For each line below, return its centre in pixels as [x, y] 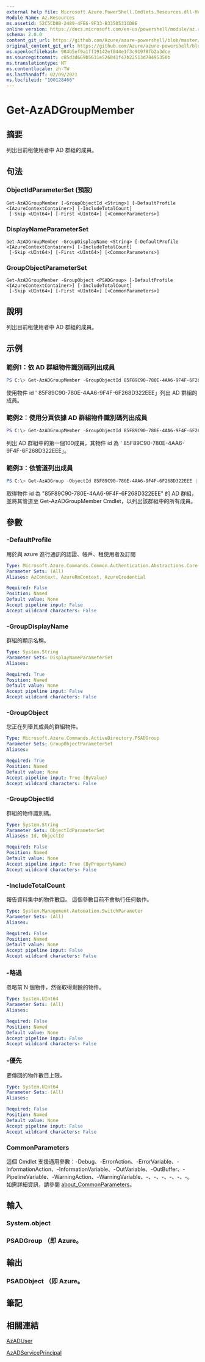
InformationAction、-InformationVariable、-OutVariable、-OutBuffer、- [96, 1169]
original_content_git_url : [41, 46]
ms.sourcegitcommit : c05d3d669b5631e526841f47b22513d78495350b [88, 57]
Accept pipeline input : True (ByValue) [57, 778]
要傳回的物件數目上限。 [36, 1075]
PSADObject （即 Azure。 [45, 1281]
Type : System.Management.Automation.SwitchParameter [75, 911]
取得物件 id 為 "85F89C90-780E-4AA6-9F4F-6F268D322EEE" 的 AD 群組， [102, 494]
